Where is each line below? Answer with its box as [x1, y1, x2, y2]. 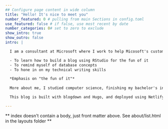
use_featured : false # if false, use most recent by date [5, 21, 128, 26]
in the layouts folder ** [5, 118, 52, 124]
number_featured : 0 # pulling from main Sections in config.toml [5, 16, 144, 21]
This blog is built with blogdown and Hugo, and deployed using [9, 94, 146, 99]
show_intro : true [5, 30, 41, 35]
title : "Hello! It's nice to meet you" [5, 12, 88, 17]
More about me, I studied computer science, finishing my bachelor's [9, 85, 157, 90]
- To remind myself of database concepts [9, 62, 97, 67]
